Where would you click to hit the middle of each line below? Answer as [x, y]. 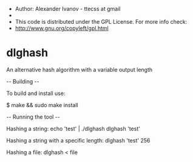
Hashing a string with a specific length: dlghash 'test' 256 [78, 140]
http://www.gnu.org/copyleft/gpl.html [62, 28]
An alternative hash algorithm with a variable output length [80, 69]
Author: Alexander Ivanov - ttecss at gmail [68, 9]
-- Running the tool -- [33, 117]
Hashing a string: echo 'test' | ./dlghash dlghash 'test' [73, 129]
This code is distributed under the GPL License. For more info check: [101, 22]
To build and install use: [36, 93]
